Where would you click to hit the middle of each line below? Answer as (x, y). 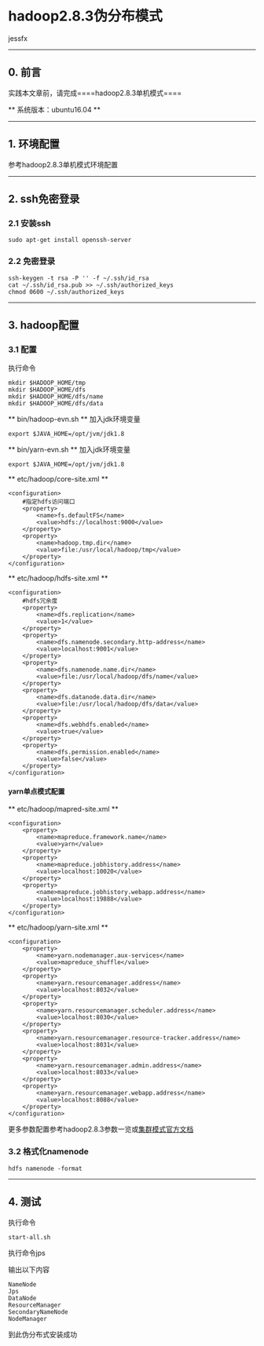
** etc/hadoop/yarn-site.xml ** (58, 927)
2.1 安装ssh (29, 223)
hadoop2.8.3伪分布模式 (85, 16)
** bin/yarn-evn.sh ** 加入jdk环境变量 (70, 449)
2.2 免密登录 (32, 262)
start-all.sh (29, 1237)
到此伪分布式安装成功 (42, 1334)
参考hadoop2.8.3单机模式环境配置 (63, 164)
